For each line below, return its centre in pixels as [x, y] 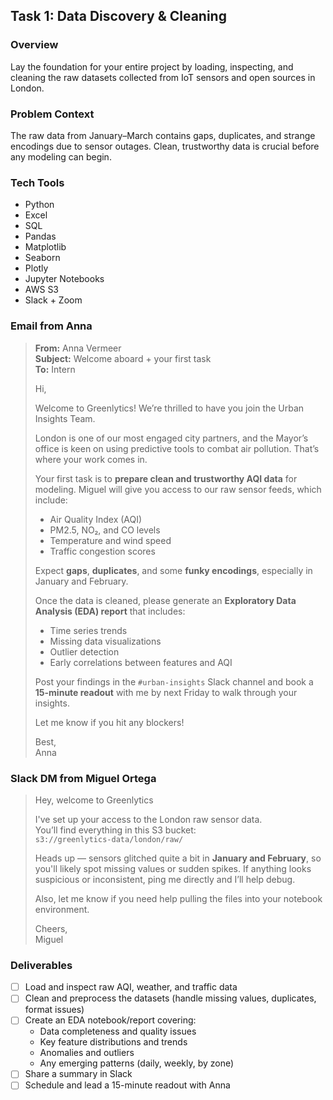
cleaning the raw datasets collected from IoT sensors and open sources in [163, 77]
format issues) [54, 1010]
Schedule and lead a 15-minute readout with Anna [127, 1085]
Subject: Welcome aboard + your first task [123, 358]
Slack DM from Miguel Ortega [83, 778]
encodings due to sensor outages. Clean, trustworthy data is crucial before [165, 146]
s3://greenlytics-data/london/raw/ [109, 839]
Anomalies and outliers [87, 1053]
